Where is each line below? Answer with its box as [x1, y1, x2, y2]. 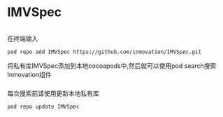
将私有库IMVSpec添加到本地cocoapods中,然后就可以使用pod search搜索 [7, 61, 217, 70]
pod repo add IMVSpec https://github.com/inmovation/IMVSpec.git [7, 48, 201, 55]
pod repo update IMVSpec [7, 103, 80, 111]
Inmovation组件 [7, 70, 52, 78]
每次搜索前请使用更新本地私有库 [7, 89, 99, 98]
